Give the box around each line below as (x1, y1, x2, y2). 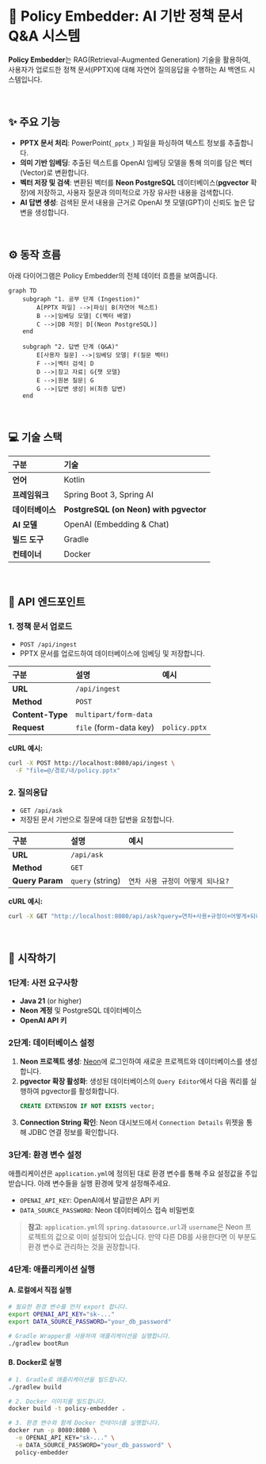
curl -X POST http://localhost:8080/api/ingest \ (8, 759, 176, 768)
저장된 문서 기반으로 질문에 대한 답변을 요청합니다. (19, 814, 174, 825)
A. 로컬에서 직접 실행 (8, 1285, 72, 1294)
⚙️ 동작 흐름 (8, 248, 62, 262)
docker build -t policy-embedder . (8, 1405, 126, 1412)
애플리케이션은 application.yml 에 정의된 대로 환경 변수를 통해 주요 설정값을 (8, 1169, 243, 1178)
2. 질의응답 (8, 787, 48, 798)
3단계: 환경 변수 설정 (8, 1149, 82, 1160)
